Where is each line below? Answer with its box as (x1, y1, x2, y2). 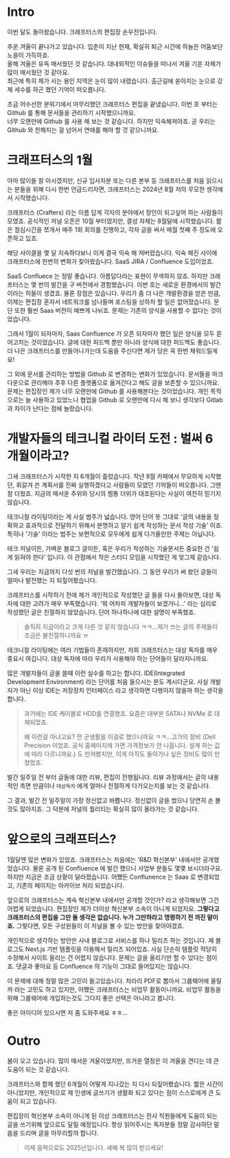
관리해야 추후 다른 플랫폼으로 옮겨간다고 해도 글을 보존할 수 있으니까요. (30, 378, 220, 386)
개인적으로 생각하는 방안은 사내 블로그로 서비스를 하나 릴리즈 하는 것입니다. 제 (7, 936, 214, 944)
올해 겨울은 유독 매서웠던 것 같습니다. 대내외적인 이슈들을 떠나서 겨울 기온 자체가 (7, 59, 222, 67)
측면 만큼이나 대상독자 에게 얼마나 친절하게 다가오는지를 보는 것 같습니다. (19, 781, 211, 789)
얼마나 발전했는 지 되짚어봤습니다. (7, 576, 97, 585)
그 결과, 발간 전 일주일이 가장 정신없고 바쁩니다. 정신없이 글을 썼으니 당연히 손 (7, 796, 214, 805)
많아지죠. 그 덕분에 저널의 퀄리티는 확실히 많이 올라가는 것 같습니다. (19, 805, 199, 813)
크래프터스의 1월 (7, 153, 93, 168)
